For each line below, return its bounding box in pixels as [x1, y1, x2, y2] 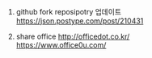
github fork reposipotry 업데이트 [15, 7, 122, 16]
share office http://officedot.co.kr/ [15, 31, 130, 41]
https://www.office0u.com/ [15, 40, 107, 50]
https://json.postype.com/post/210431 [15, 16, 144, 26]
